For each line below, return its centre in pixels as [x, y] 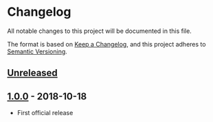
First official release [45, 113]
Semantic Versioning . [37, 51]
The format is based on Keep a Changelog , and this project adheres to [106, 44]
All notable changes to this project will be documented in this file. [100, 31]
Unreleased [33, 73]
